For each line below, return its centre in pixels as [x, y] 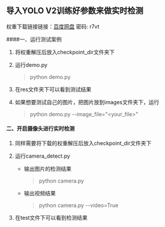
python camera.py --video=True [79, 205]
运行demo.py [31, 64]
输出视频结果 [40, 193]
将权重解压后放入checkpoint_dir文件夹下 [65, 52]
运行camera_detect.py [42, 156]
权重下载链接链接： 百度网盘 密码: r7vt [53, 26]
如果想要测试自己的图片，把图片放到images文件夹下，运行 [87, 102]
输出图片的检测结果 [48, 169]
